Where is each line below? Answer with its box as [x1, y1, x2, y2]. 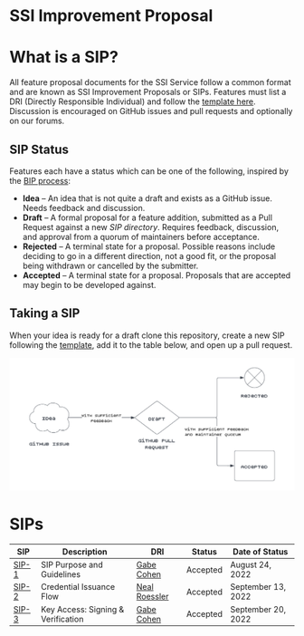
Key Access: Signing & [40, 603, 125, 614]
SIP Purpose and [40, 559, 103, 571]
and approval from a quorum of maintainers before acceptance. [22, 231, 261, 242]
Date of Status [233, 545, 289, 557]
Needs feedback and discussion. [22, 202, 146, 213]
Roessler [136, 591, 169, 602]
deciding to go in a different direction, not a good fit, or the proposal [22, 250, 277, 261]
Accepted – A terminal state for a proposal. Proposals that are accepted [22, 269, 291, 281]
